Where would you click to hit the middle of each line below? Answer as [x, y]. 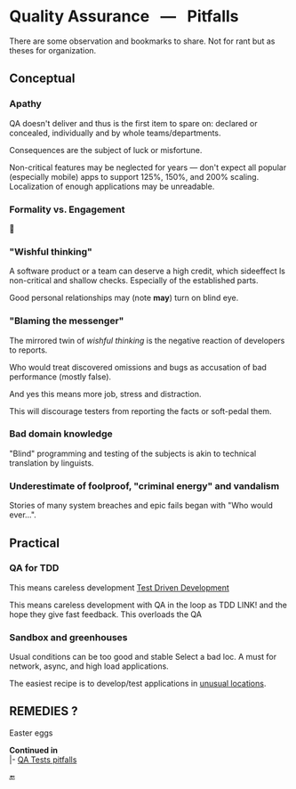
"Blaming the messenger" [67, 321]
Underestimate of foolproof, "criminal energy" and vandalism [144, 485]
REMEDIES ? [44, 711]
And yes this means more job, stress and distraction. [105, 394]
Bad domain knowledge [61, 434]
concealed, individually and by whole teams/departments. [115, 133]
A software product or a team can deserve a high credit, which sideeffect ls [148, 271]
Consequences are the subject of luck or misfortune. [106, 150]
